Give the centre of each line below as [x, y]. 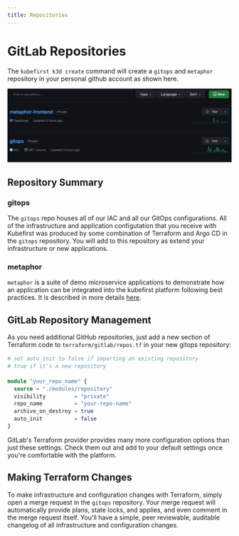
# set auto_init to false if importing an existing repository [103, 359]
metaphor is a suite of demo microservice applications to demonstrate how [116, 282]
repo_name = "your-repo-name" [73, 404]
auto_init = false [55, 419]
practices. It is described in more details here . [74, 298]
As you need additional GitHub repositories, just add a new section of [109, 337]
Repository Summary [55, 182]
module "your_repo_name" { [47, 381]
